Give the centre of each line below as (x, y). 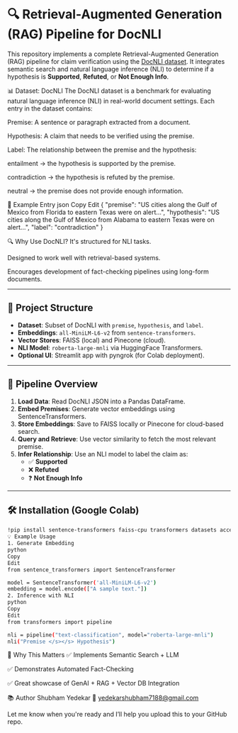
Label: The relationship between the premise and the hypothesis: (102, 150)
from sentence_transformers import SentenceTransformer (91, 570)
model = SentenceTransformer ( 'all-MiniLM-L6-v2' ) (82, 583)
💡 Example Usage (32, 537)
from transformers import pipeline (60, 622)
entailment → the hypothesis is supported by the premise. (91, 163)
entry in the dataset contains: (50, 108)
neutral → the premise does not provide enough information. (96, 191)
